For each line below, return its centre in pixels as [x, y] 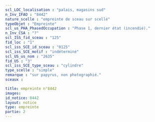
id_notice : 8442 [22, 98]
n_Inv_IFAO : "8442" [27, 14]
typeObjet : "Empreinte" [31, 24]
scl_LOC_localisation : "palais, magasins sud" [56, 10]
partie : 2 [15, 112]
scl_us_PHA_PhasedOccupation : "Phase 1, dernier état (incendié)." [78, 28]
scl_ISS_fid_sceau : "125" [33, 38]
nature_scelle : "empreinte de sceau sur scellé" [58, 19]
